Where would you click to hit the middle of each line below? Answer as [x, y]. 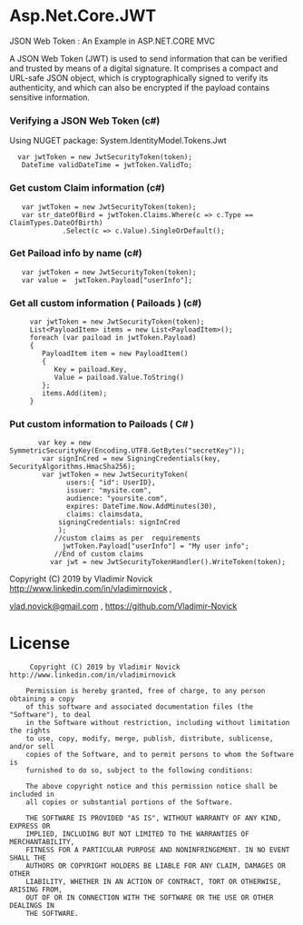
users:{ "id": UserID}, [111, 482]
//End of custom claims [99, 554]
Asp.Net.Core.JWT [83, 16]
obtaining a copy [42, 699]
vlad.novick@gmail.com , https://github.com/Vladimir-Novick [123, 606]
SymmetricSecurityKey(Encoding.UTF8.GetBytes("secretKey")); [127, 451]
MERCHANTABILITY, [42, 842]
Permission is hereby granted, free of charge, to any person [146, 691]
